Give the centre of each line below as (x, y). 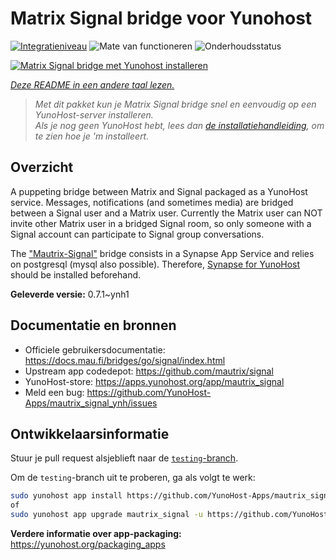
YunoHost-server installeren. (94, 114)
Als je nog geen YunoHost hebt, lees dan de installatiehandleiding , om (179, 125)
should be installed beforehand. (76, 274)
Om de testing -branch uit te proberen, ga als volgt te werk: (133, 478)
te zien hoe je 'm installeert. (92, 136)
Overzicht (42, 167)
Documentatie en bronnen (93, 325)
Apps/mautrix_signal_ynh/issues (91, 403)
